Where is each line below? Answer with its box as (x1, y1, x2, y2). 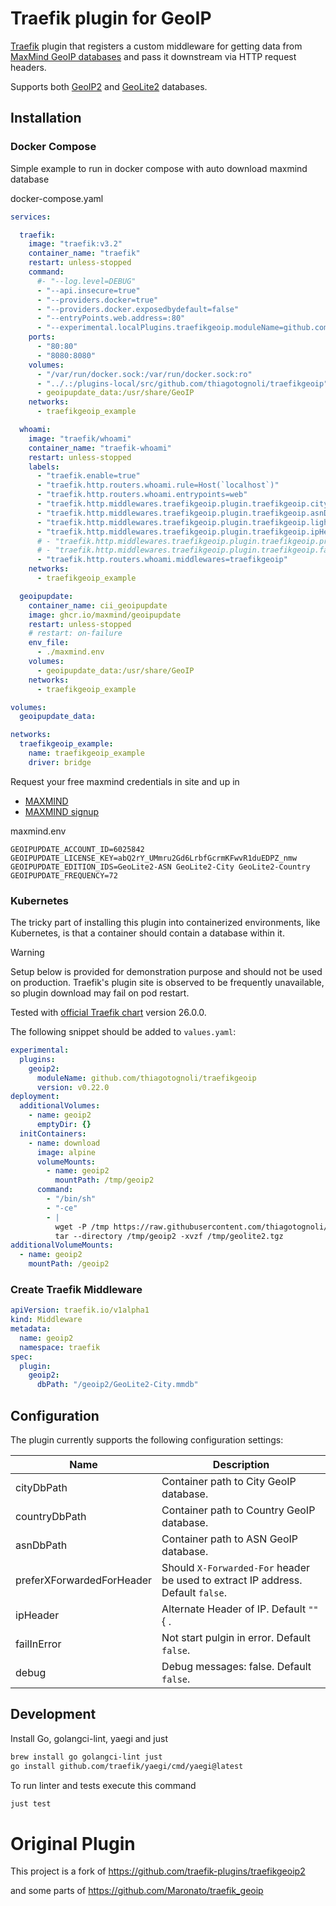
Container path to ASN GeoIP (161, 1532, 299, 1546)
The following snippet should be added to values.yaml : (10, 1026, 237, 1038)
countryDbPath (15, 1510, 87, 1524)
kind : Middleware (10, 1315, 83, 1325)
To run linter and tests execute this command (10, 1779, 197, 1791)
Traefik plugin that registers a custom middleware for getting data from (10, 40, 303, 52)
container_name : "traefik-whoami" (28, 443, 172, 453)
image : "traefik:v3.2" (28, 239, 123, 249)
